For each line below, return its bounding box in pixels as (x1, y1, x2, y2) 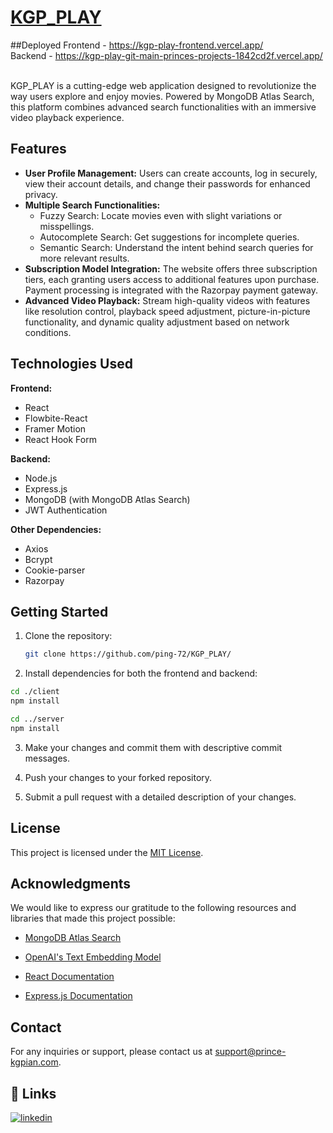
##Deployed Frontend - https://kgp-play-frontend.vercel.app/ (10, 39, 264, 51)
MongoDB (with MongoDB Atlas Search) (24, 493, 191, 505)
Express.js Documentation (24, 990, 133, 1002)
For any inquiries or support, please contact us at (10, 1046, 213, 1058)
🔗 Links (10, 1085, 57, 1102)
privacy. (24, 188, 58, 200)
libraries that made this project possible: (10, 912, 176, 925)
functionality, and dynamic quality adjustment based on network (24, 316, 290, 328)
